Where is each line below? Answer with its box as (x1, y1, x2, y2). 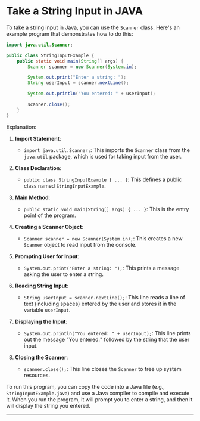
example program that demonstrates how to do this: (6, 30, 133, 37)
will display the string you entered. (6, 402, 90, 409)
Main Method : (14, 194, 51, 201)
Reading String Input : (14, 282, 69, 289)
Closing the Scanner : (14, 354, 68, 361)
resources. (23, 372, 51, 379)
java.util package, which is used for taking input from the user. (23, 153, 182, 160)
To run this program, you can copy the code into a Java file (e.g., (6, 383, 165, 390)
